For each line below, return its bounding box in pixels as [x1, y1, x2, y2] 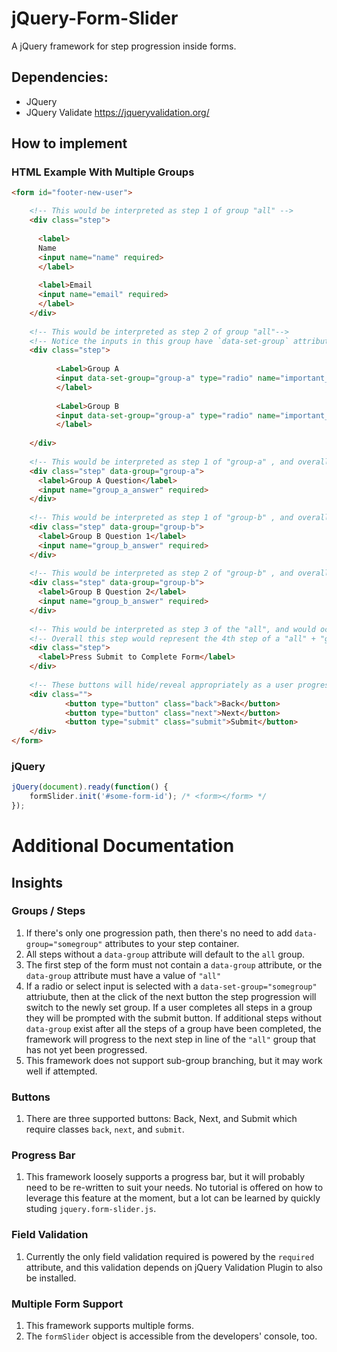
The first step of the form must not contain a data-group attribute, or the [25, 958, 323, 971]
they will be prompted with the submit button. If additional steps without [25, 1012, 323, 1024]
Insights [11, 874, 64, 891]
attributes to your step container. [104, 937, 240, 949]
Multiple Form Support [11, 1297, 124, 1311]
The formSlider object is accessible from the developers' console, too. [25, 1330, 318, 1342]
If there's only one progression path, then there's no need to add [25, 927, 293, 939]
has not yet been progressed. [25, 1043, 148, 1056]
